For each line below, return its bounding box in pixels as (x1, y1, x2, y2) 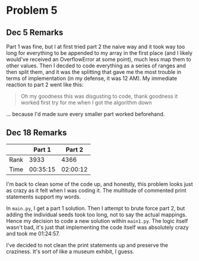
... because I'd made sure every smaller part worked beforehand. (6, 111, 165, 117)
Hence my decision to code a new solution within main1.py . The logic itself (6, 217, 188, 224)
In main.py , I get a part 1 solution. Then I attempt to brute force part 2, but (6, 204, 185, 212)
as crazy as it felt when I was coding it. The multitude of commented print (6, 187, 187, 194)
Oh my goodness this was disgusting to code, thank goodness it (20, 93, 178, 100)
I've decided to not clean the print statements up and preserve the (6, 241, 168, 248)
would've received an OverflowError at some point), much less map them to (6, 56, 192, 63)
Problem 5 (6, 4, 58, 17)
